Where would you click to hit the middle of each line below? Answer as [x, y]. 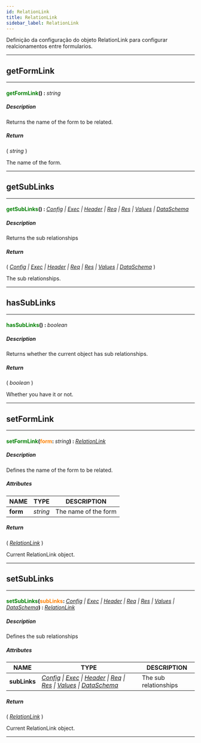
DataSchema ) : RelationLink [41, 607]
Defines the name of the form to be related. [60, 470]
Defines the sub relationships [42, 636]
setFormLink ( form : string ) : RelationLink [56, 441]
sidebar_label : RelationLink [42, 23]
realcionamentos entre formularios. [49, 46]
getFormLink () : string [33, 93]
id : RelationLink [28, 12]
